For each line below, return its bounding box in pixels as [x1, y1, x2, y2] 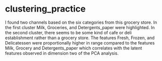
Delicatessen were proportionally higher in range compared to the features [5, 40, 155, 46]
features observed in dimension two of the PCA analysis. [5, 50, 119, 56]
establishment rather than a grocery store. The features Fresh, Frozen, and [5, 35, 155, 41]
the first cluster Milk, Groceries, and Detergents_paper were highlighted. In [5, 24, 155, 30]
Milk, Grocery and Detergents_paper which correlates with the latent [5, 45, 143, 51]
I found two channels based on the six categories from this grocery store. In [5, 19, 157, 25]
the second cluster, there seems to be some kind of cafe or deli [5, 30, 132, 35]
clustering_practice [5, 3, 86, 15]
